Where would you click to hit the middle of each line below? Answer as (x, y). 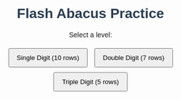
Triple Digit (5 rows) (90, 81)
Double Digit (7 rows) (134, 57)
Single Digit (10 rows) (48, 57)
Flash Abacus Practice (90, 14)
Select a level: (90, 35)
